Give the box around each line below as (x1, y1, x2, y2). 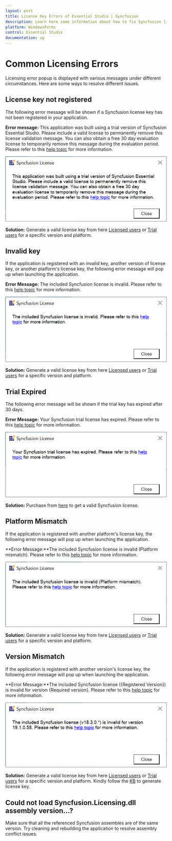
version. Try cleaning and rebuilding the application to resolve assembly (5, 826, 157, 832)
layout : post (5, 8, 33, 13)
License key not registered (5, 95, 92, 104)
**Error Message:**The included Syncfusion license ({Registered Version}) (5, 681, 166, 687)
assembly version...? (5, 806, 73, 815)
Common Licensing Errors (5, 58, 119, 70)
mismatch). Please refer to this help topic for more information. (5, 551, 138, 557)
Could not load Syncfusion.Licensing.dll (5, 798, 136, 807)
